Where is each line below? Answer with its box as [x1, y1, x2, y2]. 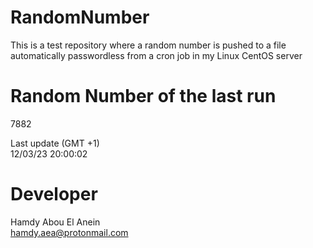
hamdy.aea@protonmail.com [10, 226, 129, 238]
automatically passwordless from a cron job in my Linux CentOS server [10, 49, 303, 61]
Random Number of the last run [10, 85, 277, 108]
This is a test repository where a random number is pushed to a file [10, 39, 287, 51]
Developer [10, 183, 98, 206]
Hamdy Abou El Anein [10, 216, 101, 228]
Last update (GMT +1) [10, 137, 100, 149]
